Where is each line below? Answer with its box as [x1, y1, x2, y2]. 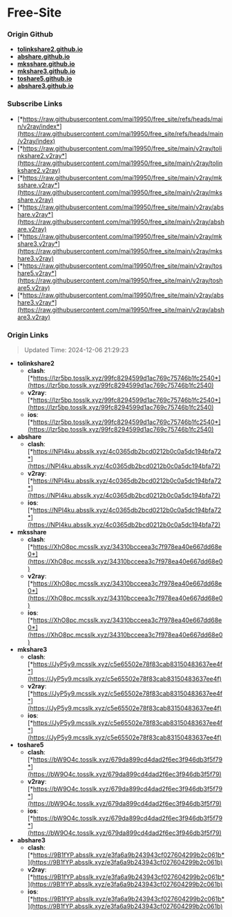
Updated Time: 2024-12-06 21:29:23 [23, 346, 129, 354]
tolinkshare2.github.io [17, 45, 83, 53]
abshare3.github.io [17, 81, 74, 90]
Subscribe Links [7, 99, 63, 108]
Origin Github [7, 30, 54, 39]
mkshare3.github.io [17, 67, 76, 75]
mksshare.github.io [17, 60, 75, 68]
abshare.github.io [17, 52, 70, 61]
